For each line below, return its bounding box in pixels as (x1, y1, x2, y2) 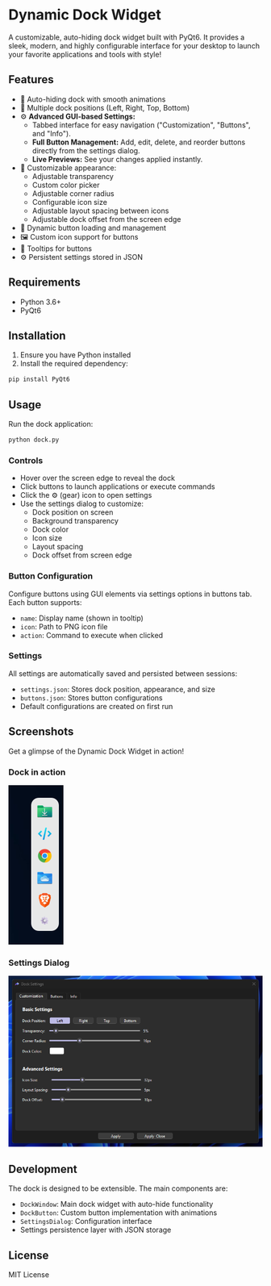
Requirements (8, 276, 81, 290)
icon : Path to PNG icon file (19, 621, 108, 631)
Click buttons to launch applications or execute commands (19, 482, 215, 491)
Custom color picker (31, 180, 100, 190)
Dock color (31, 524, 69, 534)
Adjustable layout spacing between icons (31, 206, 169, 215)
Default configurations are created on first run (19, 701, 173, 711)
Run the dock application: (8, 420, 94, 429)
